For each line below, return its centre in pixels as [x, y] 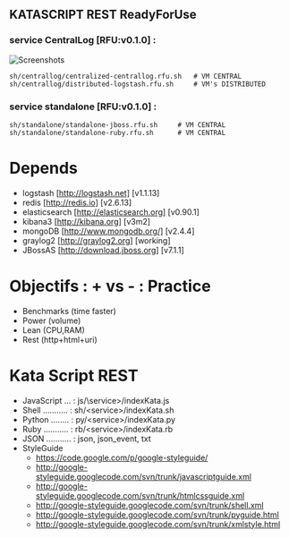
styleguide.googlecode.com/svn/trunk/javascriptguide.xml [144, 476]
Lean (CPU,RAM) [53, 329]
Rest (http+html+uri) [60, 339]
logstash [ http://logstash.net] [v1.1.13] [91, 192]
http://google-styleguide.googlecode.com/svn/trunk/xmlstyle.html [158, 524]
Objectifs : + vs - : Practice [110, 286]
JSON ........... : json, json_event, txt [87, 439]
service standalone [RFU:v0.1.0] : [83, 107]
